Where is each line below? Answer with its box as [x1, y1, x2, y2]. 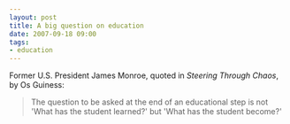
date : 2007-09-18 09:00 [9, 29, 97, 38]
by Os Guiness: [9, 80, 65, 90]
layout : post [9, 12, 57, 22]
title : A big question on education [9, 21, 144, 30]
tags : [9, 37, 29, 47]
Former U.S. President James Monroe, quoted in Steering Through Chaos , [9, 70, 279, 81]
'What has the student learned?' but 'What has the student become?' [30, 106, 283, 117]
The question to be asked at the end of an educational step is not [30, 97, 269, 107]
